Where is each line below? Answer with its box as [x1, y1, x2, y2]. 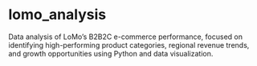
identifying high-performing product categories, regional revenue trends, [8, 40, 250, 49]
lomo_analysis [8, 6, 107, 24]
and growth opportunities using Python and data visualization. [8, 49, 214, 58]
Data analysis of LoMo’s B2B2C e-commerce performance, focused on [8, 32, 243, 41]
